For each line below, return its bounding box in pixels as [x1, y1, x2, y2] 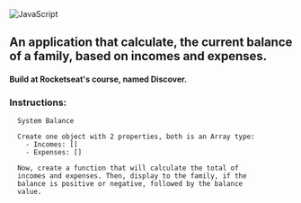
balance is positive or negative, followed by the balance [17, 180, 243, 189]
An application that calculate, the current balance [9, 35, 293, 50]
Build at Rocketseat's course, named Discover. [9, 74, 188, 84]
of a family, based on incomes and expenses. [9, 49, 268, 64]
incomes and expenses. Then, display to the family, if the [17, 172, 247, 181]
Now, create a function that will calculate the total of [17, 163, 240, 173]
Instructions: [9, 96, 67, 109]
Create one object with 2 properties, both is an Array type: [17, 132, 255, 142]
